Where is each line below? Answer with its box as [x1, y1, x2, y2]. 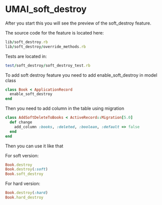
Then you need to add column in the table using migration [5, 105, 124, 111]
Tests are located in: [5, 53, 47, 59]
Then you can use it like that [5, 143, 63, 149]
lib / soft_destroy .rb [5, 39, 48, 45]
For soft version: [5, 152, 39, 158]
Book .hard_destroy [5, 195, 43, 200]
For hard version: [5, 180, 40, 186]
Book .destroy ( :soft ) [5, 167, 48, 172]
